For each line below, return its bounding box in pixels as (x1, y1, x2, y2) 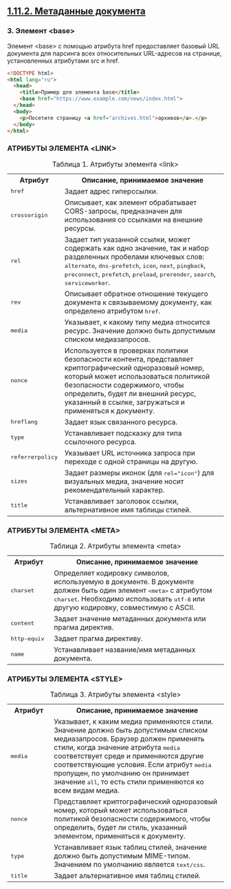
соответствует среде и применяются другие (54, 751, 204, 761)
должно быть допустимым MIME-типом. (54, 851, 190, 861)
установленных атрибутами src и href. (7, 56, 120, 65)
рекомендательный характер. (64, 485, 165, 494)
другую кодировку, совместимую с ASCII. (54, 603, 195, 612)
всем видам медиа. (54, 786, 120, 795)
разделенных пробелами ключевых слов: (64, 251, 205, 261)
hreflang (10, 418, 38, 426)
